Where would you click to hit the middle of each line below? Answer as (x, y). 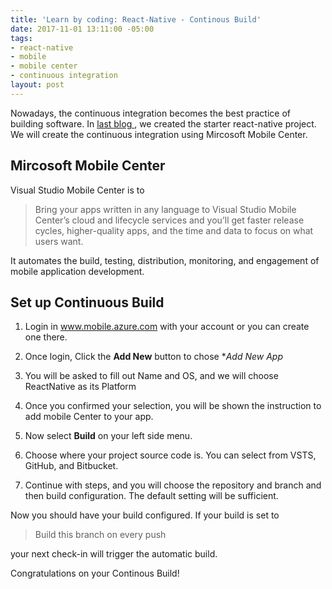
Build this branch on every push (100, 535)
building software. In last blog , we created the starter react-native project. (163, 123)
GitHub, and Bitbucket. (71, 466)
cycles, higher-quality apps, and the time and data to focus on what (174, 230)
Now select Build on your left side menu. (108, 436)
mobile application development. (77, 271)
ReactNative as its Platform (80, 387)
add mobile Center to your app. (89, 417)
